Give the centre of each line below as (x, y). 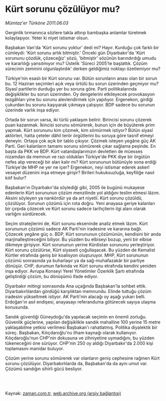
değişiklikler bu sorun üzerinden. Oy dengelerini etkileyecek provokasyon (80, 94)
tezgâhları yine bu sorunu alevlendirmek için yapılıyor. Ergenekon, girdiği (79, 99)
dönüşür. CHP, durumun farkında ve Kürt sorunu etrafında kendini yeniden (81, 266)
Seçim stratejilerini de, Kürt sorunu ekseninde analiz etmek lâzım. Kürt (77, 223)
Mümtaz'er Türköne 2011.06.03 (37, 23)
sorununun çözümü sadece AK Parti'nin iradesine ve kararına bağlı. (74, 229)
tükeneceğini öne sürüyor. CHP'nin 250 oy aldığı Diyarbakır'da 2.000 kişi (79, 343)
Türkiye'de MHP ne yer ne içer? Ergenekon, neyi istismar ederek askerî (77, 167)
